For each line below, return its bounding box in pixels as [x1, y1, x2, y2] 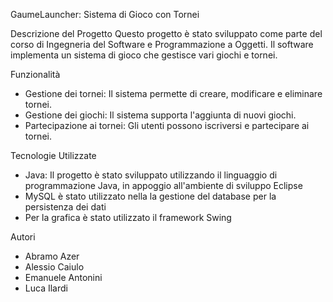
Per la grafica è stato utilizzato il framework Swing [24, 212, 232, 223]
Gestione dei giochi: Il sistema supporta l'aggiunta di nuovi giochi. [24, 109, 297, 121]
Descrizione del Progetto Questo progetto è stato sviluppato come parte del [10, 28, 323, 39]
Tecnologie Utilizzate [10, 150, 97, 161]
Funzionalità [10, 69, 61, 80]
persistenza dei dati [24, 201, 107, 213]
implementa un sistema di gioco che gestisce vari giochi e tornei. [10, 49, 278, 61]
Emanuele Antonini [24, 272, 103, 283]
